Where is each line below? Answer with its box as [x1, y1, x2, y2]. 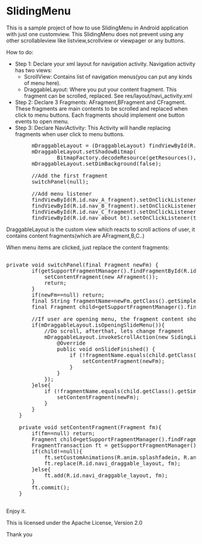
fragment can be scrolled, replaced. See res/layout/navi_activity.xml [23, 92, 192, 99]
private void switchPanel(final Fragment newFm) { [6, 261, 159, 268]
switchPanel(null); [31, 178, 89, 185]
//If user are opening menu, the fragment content [31, 315, 185, 323]
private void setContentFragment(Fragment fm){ [19, 424, 162, 431]
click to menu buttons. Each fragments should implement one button [14, 111, 185, 119]
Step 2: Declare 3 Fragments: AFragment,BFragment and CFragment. [14, 98, 186, 106]
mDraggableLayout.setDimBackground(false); [31, 160, 162, 167]
